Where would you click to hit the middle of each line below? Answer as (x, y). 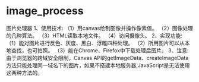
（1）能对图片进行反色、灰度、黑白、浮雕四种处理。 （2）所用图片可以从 (96, 43)
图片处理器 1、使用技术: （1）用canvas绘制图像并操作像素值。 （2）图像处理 (99, 28)
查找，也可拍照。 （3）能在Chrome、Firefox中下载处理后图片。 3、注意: (100, 50)
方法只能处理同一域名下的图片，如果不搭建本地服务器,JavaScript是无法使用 (98, 65)
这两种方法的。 (24, 72)
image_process (45, 11)
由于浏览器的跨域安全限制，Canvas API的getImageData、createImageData (97, 58)
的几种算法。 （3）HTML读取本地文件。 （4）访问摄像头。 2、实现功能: (94, 35)
